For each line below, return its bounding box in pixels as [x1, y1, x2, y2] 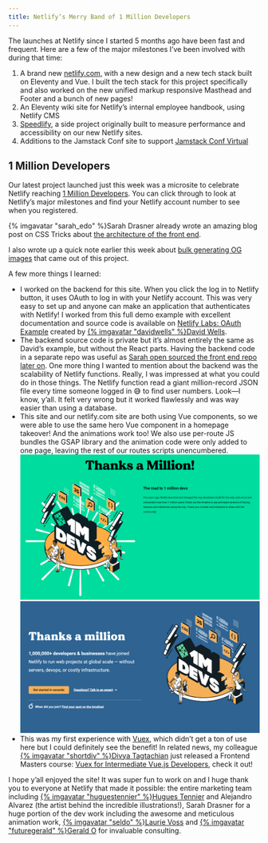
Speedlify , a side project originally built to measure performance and [19, 119, 246, 129]
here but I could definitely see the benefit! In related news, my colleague [19, 742, 258, 752]
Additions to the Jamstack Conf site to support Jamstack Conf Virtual [19, 136, 249, 145]
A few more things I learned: [8, 269, 101, 279]
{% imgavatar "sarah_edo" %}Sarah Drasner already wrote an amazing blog [8, 221, 258, 231]
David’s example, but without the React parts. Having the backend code [19, 344, 255, 354]
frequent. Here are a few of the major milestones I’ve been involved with [8, 44, 246, 53]
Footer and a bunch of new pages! [19, 93, 133, 103]
